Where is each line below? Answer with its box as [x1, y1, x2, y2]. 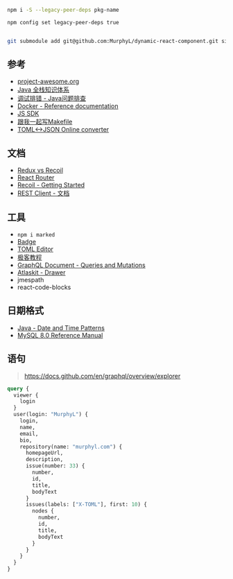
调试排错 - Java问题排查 [17, 94, 87, 103]
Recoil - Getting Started [17, 181, 85, 189]
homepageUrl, [25, 449, 64, 457]
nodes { [32, 508, 54, 515]
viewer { [13, 392, 39, 399]
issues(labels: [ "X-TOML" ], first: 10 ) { [25, 501, 148, 508]
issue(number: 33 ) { [25, 463, 85, 469]
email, [19, 430, 39, 437]
